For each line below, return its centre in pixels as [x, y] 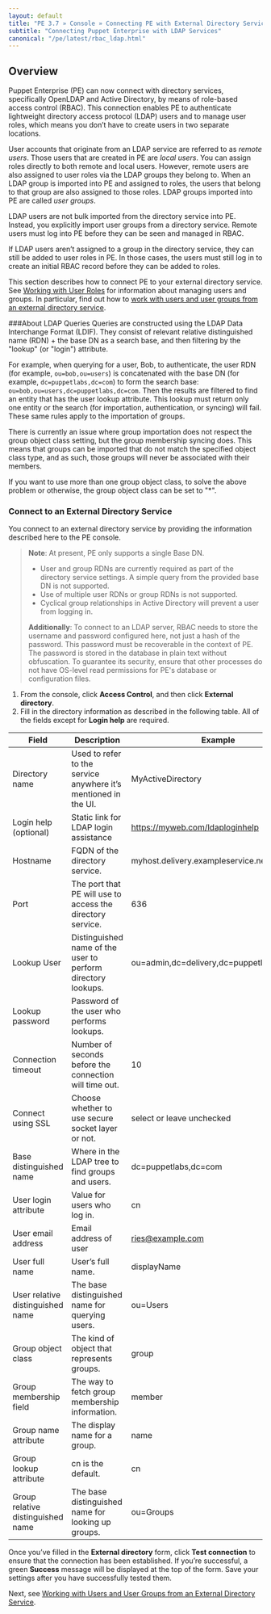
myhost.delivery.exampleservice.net [200, 861]
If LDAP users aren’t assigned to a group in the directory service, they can [131, 249]
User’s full [90, 1262]
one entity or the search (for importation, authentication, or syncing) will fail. [135, 408]
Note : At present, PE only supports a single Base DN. [116, 553]
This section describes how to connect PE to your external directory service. [135, 282]
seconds [88, 1055]
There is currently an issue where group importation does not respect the [130, 432]
